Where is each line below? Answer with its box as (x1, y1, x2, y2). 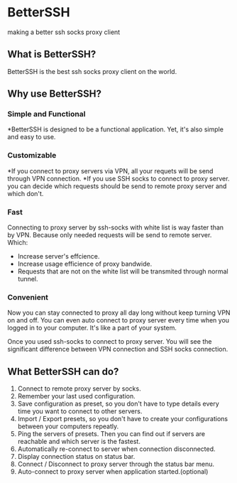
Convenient (7, 292, 48, 302)
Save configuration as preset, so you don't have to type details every (17, 399, 220, 408)
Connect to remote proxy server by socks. (17, 384, 141, 393)
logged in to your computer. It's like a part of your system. (7, 324, 177, 332)
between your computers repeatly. (17, 422, 119, 430)
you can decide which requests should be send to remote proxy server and (7, 182, 227, 190)
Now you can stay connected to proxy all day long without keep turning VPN (7, 308, 231, 317)
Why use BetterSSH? (7, 88, 101, 100)
